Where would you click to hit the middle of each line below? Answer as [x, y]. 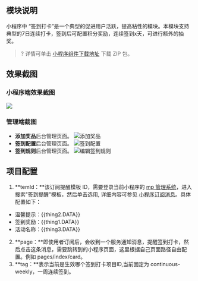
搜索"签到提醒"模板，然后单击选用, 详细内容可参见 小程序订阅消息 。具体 [103, 194]
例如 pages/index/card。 [56, 257]
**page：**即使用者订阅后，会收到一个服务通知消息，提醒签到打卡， [99, 242]
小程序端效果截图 [31, 93]
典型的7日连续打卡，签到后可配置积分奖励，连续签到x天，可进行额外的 [92, 33]
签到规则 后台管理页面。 [43, 151]
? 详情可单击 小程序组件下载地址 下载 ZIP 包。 [77, 53]
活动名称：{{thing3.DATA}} [47, 229]
